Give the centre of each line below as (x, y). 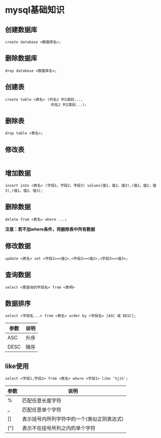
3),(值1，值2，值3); (24, 191)
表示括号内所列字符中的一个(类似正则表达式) (73, 419)
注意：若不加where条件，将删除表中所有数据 (50, 229)
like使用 (17, 366)
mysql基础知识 (35, 10)
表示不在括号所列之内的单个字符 (59, 428)
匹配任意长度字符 (42, 401)
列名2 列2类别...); (69, 105)
